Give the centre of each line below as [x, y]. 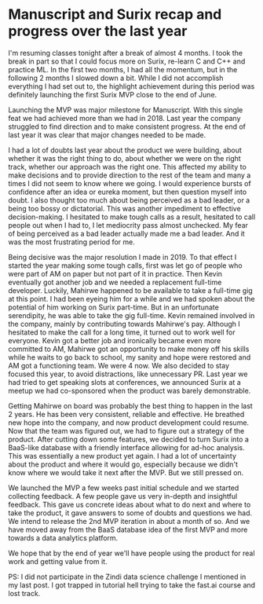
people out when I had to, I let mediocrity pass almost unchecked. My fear [128, 225]
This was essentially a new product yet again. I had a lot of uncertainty [122, 456]
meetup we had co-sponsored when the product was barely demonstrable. [130, 390]
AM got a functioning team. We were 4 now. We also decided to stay [119, 365]
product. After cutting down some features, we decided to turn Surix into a [129, 439]
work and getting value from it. [58, 561]
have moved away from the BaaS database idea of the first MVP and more [128, 529]
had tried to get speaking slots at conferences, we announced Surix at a [124, 382]
